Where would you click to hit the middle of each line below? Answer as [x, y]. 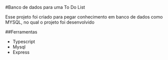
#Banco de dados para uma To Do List [45, 7]
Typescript [24, 41]
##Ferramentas [21, 32]
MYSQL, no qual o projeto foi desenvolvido [50, 22]
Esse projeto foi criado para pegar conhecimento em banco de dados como [84, 17]
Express [21, 52]
